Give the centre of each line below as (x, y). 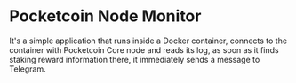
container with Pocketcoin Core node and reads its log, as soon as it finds (144, 49)
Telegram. (28, 69)
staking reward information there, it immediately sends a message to (135, 59)
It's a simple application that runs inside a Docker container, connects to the (148, 41)
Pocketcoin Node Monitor (105, 16)
